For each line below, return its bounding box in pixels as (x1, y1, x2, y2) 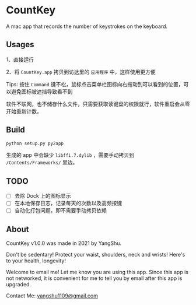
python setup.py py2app (6, 141, 64, 146)
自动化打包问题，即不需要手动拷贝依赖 (14, 207, 107, 214)
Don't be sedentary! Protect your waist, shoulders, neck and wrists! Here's (6, 251, 185, 258)
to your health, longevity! (6, 257, 66, 264)
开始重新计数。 (6, 107, 42, 114)
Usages (6, 40, 34, 50)
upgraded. (6, 281, 31, 288)
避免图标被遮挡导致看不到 (10, 88, 73, 95)
